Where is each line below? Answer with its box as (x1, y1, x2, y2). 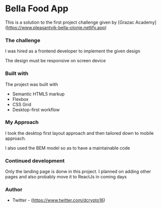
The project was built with (5, 81, 58, 87)
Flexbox (12, 96, 29, 102)
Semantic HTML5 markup (12, 91, 65, 97)
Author (5, 186, 23, 193)
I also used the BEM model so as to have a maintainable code (5, 145, 130, 151)
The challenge (5, 37, 41, 43)
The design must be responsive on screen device (5, 58, 106, 64)
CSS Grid (12, 101, 31, 107)
